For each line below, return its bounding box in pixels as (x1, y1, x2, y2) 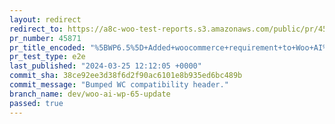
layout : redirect (9, 14, 82, 25)
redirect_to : (9, 24, 64, 34)
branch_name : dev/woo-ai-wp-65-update (9, 89, 171, 99)
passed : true (9, 98, 64, 108)
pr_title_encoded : (9, 42, 86, 53)
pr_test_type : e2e (9, 52, 86, 62)
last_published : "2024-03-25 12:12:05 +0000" (9, 61, 202, 71)
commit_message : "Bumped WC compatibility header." (9, 80, 229, 90)
